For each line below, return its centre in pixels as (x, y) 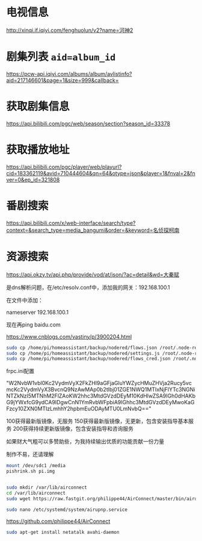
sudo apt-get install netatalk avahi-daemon (63, 532)
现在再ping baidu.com (34, 324)
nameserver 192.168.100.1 (38, 312)
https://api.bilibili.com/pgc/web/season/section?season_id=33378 (88, 124)
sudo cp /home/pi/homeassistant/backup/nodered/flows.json (82, 348)
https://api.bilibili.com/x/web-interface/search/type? (71, 223)
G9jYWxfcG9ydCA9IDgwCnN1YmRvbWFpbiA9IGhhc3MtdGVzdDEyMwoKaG (100, 402)
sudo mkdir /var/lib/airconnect (47, 487)
